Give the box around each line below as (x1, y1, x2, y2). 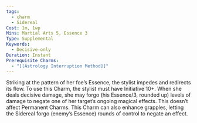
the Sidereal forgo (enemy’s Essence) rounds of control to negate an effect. (6, 110, 188, 117)
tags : (6, 8, 19, 15)
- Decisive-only (11, 47, 51, 53)
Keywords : (6, 42, 30, 47)
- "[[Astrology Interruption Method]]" (11, 63, 109, 69)
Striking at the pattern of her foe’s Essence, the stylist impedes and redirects (6, 79, 191, 86)
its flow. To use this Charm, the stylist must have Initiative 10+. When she (6, 86, 182, 93)
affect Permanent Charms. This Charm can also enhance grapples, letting (6, 104, 184, 111)
